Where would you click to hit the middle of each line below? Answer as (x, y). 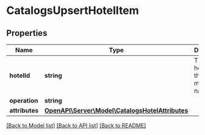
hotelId (20, 75)
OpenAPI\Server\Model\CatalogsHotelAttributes (117, 110)
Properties (27, 33)
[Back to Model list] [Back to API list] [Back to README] (76, 126)
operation (24, 101)
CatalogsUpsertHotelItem (73, 11)
